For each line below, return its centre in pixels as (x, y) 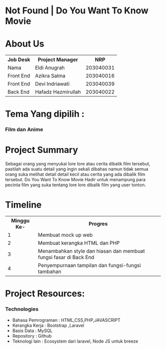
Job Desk (19, 60)
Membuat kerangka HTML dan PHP (79, 243)
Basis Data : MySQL (32, 331)
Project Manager (58, 60)
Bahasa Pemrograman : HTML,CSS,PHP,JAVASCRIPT (66, 320)
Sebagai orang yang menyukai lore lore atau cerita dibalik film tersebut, (78, 164)
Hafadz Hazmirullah (58, 92)
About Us (25, 44)
